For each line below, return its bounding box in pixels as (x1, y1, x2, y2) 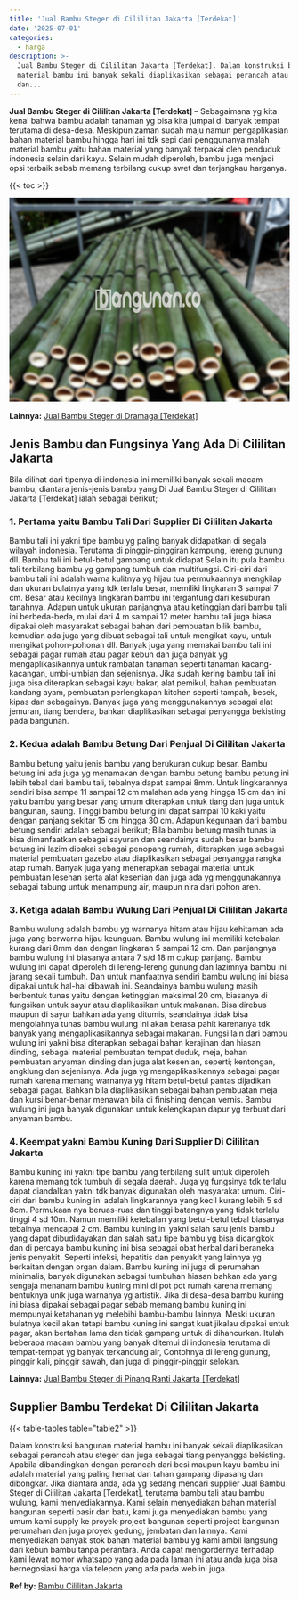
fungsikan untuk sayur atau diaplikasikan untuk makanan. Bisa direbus (9, 999, 267, 1010)
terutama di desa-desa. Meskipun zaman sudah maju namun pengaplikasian (9, 125, 289, 135)
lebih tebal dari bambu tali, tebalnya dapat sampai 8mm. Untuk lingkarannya (9, 776, 288, 788)
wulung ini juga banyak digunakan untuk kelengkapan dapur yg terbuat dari (9, 1104, 287, 1114)
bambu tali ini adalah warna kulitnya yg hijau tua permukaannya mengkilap (9, 573, 282, 584)
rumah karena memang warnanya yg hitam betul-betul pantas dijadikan (9, 1075, 271, 1086)
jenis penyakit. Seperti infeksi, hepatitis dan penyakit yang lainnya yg (9, 1252, 263, 1263)
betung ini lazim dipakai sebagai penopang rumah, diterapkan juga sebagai (9, 843, 285, 854)
